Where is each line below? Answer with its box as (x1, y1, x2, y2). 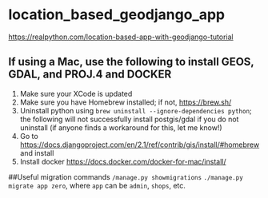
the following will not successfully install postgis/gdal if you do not (19, 114, 239, 124)
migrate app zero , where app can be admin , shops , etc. (8, 180, 186, 190)
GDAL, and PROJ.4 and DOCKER (8, 68, 172, 81)
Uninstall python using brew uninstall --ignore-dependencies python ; (19, 105, 252, 115)
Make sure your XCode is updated (19, 89, 133, 98)
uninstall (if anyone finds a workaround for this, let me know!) (19, 122, 222, 133)
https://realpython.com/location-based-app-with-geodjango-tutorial (8, 32, 234, 42)
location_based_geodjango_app (8, 6, 226, 24)
